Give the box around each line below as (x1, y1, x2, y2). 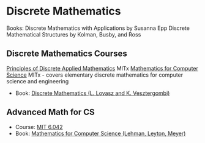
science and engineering (6, 77, 69, 85)
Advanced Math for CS (6, 107, 95, 117)
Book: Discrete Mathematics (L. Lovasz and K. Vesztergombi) (15, 89, 170, 97)
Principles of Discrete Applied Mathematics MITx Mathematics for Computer (6, 65, 199, 72)
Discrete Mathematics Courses (6, 49, 127, 59)
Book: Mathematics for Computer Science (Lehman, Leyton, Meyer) (15, 130, 186, 137)
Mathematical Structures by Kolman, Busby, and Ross (6, 30, 141, 38)
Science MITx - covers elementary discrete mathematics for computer (6, 71, 184, 78)
